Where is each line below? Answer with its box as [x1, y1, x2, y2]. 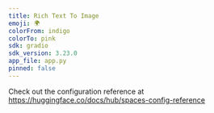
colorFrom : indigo [8, 27, 70, 35]
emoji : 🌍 [8, 19, 40, 27]
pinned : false [8, 65, 57, 73]
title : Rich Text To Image [8, 11, 99, 20]
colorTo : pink [8, 34, 57, 43]
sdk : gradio [8, 42, 48, 50]
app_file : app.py [8, 57, 67, 65]
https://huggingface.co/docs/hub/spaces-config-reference [8, 94, 206, 105]
